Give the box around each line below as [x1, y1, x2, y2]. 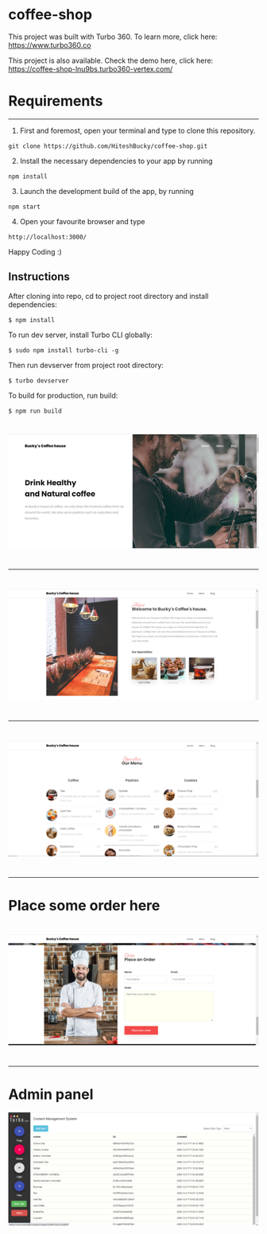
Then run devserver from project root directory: [8, 360, 164, 370]
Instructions [8, 270, 70, 284]
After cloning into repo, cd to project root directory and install [8, 291, 209, 301]
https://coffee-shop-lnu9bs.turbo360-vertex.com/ [8, 64, 173, 73]
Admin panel [8, 1085, 94, 1104]
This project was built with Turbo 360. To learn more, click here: [8, 32, 218, 41]
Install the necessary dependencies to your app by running [19, 156, 213, 165]
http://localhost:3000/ [8, 233, 87, 241]
